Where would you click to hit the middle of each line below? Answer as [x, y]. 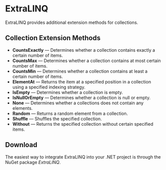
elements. [23, 108]
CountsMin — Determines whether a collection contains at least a [80, 71]
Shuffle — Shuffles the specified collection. [57, 119]
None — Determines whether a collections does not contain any [78, 103]
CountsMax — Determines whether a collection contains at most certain [86, 61]
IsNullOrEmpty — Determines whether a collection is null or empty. [81, 97]
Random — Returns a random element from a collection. [70, 113]
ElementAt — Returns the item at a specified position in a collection [82, 82]
